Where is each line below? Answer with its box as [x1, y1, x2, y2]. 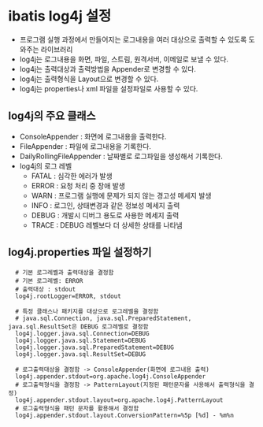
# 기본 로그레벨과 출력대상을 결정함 [15, 269, 114, 277]
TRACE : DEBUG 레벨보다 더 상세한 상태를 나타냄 [31, 220, 183, 229]
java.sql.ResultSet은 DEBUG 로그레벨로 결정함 [8, 322, 149, 331]
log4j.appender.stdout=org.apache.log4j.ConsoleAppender [15, 372, 206, 381]
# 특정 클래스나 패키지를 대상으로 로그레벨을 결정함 [15, 307, 159, 315]
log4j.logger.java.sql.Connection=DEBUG [15, 329, 150, 337]
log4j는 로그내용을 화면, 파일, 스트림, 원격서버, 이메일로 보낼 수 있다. [19, 54, 229, 64]
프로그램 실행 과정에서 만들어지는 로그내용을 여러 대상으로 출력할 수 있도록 [19, 35, 247, 44]
